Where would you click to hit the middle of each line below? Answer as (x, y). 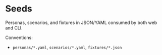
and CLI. (14, 27)
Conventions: (19, 37)
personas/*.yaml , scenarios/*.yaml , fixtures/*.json (67, 47)
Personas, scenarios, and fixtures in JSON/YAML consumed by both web (81, 22)
